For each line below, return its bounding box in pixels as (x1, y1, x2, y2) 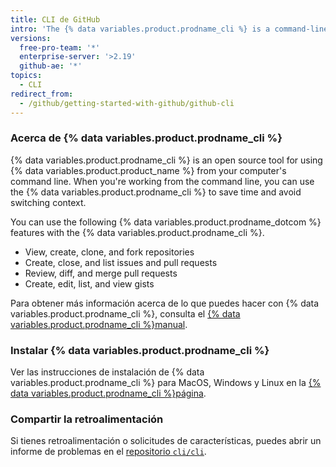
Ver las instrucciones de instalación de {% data (10, 366, 205, 378)
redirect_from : (10, 89, 74, 99)
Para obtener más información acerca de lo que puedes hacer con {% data (10, 297, 320, 309)
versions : (10, 33, 52, 43)
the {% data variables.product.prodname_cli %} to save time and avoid (10, 186, 302, 198)
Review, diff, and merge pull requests (24, 267, 178, 279)
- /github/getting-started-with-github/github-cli (19, 98, 235, 108)
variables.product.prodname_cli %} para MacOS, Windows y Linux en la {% (10, 377, 322, 389)
